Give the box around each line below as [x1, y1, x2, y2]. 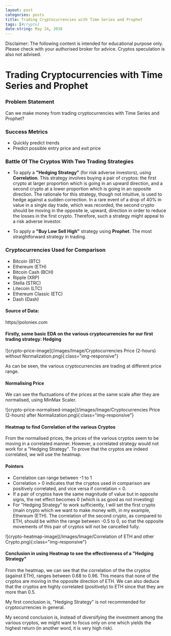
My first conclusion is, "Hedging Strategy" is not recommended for [5, 599, 146, 605]
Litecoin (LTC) [12, 285, 42, 291]
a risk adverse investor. [12, 218, 62, 225]
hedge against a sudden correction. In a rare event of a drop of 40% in [12, 197, 162, 203]
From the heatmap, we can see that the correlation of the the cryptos [5, 567, 151, 573]
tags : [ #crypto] [5, 21, 40, 27]
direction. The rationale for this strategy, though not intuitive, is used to [12, 191, 162, 197]
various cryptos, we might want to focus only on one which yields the [5, 619, 152, 626]
